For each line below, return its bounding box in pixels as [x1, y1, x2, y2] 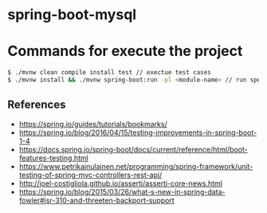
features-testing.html [18, 153, 88, 163]
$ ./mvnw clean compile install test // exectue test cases [7, 69, 212, 77]
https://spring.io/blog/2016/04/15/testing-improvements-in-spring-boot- [18, 128, 257, 137]
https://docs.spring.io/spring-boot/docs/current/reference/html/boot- [18, 144, 248, 154]
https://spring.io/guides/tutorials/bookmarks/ [18, 119, 168, 128]
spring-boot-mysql [7, 6, 137, 24]
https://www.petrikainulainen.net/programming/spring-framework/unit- [18, 161, 253, 171]
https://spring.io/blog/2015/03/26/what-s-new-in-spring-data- [18, 187, 226, 196]
